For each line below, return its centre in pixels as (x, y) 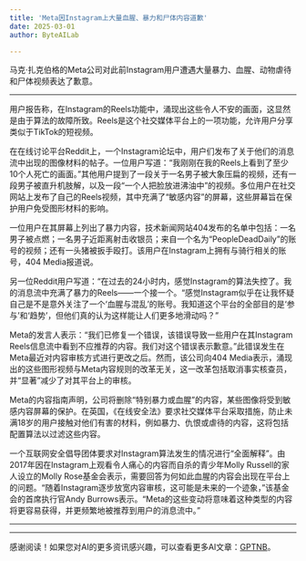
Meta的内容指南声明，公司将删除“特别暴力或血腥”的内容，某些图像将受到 (146, 400)
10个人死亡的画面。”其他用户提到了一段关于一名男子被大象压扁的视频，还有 (149, 174)
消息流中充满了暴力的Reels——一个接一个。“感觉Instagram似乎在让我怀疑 (155, 293)
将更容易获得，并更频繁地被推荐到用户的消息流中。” (105, 511)
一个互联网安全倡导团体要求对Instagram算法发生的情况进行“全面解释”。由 (148, 453)
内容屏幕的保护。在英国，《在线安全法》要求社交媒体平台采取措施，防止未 (155, 411)
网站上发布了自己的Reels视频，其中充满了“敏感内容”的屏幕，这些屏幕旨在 (147, 197)
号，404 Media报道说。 (54, 262)
